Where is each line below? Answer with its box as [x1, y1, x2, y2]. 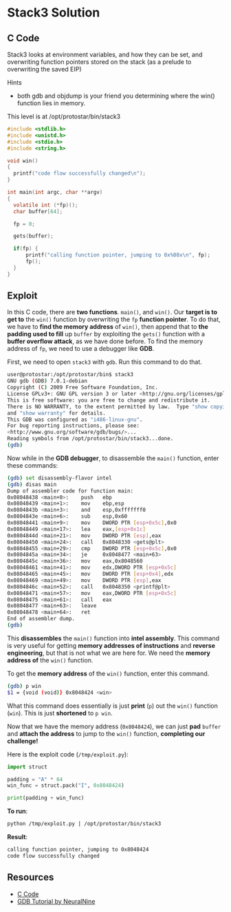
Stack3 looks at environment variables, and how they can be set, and [7, 50, 203, 58]
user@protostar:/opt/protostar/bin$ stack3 [7, 371, 134, 378]
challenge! [7, 737, 38, 745]
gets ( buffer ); [13, 232, 54, 240]
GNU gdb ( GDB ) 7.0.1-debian [7, 378, 88, 384]
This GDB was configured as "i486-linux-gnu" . [7, 416, 143, 423]
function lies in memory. [16, 99, 86, 107]
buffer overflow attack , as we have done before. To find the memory [7, 337, 203, 345]
